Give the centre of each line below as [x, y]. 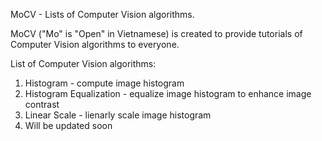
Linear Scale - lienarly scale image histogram [118, 115]
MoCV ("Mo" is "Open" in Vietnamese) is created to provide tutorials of [156, 33]
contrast [42, 104]
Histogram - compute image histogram [104, 83]
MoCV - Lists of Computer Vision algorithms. [102, 14]
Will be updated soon [68, 125]
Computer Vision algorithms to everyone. [95, 44]
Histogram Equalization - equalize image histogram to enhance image [168, 93]
